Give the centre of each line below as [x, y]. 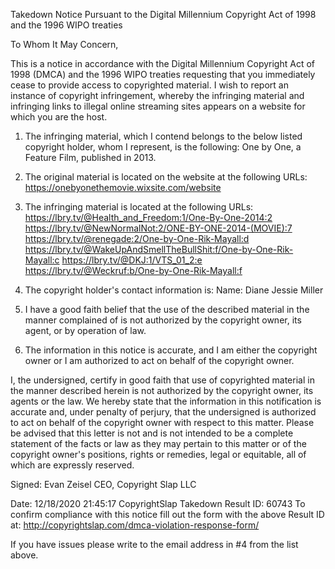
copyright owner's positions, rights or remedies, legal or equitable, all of [158, 454]
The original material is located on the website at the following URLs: [166, 177]
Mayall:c [42, 260]
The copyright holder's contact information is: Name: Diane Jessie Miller [174, 290]
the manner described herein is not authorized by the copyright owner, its [162, 390]
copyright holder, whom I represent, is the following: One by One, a [163, 147]
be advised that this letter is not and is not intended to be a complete [152, 433]
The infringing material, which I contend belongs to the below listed [163, 136]
